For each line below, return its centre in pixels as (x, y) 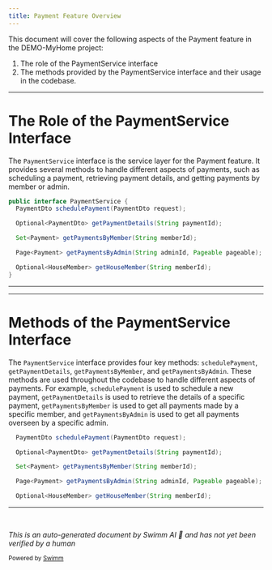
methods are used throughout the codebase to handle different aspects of (132, 379)
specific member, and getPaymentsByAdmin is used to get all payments (124, 414)
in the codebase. (48, 80)
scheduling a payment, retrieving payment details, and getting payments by (134, 178)
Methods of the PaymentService (119, 322)
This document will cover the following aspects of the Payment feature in (130, 39)
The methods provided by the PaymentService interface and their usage (140, 72)
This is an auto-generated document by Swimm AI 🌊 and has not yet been (132, 535)
